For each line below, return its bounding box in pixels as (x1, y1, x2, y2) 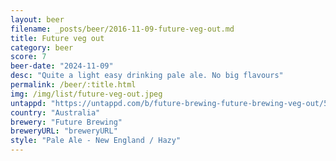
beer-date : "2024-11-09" (10, 61, 114, 71)
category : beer (10, 42, 74, 53)
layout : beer (10, 14, 65, 25)
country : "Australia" (10, 107, 101, 118)
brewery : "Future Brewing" (10, 117, 123, 127)
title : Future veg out (10, 33, 105, 43)
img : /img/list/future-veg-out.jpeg (10, 89, 163, 99)
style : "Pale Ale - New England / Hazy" (10, 136, 182, 146)
